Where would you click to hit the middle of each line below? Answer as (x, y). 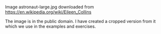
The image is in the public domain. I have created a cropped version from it (80, 21)
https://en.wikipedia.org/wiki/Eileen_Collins (48, 12)
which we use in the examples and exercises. (50, 26)
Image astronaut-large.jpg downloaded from (50, 7)
